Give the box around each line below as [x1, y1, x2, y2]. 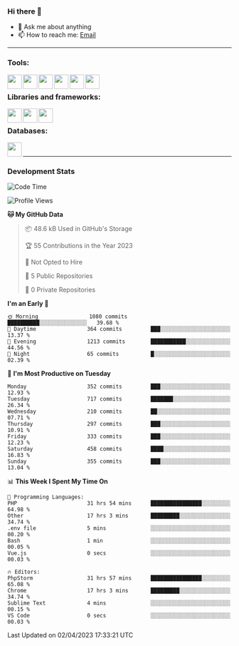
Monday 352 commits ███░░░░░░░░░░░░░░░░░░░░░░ [7, 383, 231, 391]
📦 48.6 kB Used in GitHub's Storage [24, 225, 133, 233]
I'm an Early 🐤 [7, 299, 49, 308]
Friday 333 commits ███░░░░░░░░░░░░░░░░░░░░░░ [7, 433, 231, 441]
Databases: [7, 125, 48, 135]
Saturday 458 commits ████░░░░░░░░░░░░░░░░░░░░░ [7, 446, 231, 453]
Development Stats [7, 167, 75, 177]
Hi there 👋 [7, 6, 43, 16]
